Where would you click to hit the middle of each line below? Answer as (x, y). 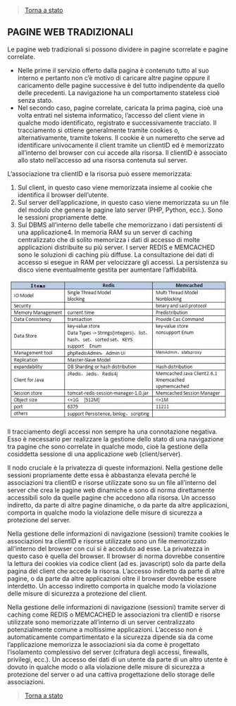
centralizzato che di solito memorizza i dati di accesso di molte (109, 239)
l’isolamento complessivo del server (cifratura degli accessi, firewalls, (108, 652)
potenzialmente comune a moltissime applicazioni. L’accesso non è (105, 630)
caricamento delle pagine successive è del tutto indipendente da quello (121, 85)
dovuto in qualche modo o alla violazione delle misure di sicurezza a (106, 667)
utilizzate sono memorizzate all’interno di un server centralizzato (101, 622)
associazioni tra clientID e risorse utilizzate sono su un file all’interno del (112, 483)
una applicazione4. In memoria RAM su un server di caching (105, 232)
